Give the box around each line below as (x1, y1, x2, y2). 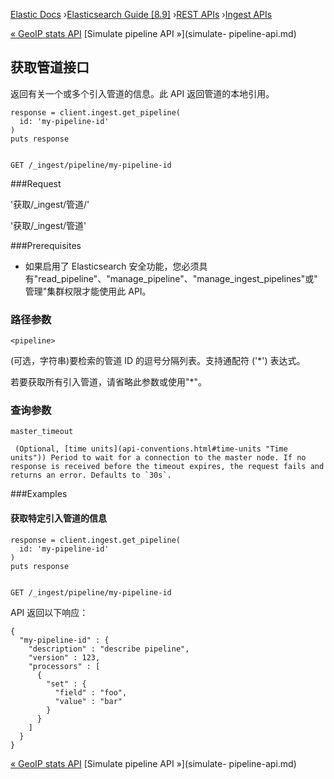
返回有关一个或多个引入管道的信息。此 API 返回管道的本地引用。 (10, 87, 275, 99)
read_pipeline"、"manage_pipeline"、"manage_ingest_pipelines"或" (38, 272, 318, 284)
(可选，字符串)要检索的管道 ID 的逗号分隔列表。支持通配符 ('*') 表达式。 (10, 355, 306, 367)
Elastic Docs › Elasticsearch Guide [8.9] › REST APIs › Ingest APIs (10, 9, 273, 20)
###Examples (10, 488, 68, 500)
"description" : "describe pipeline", (28, 644, 190, 654)
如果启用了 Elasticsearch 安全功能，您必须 (24, 260, 200, 272)
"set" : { (46, 679, 87, 689)
